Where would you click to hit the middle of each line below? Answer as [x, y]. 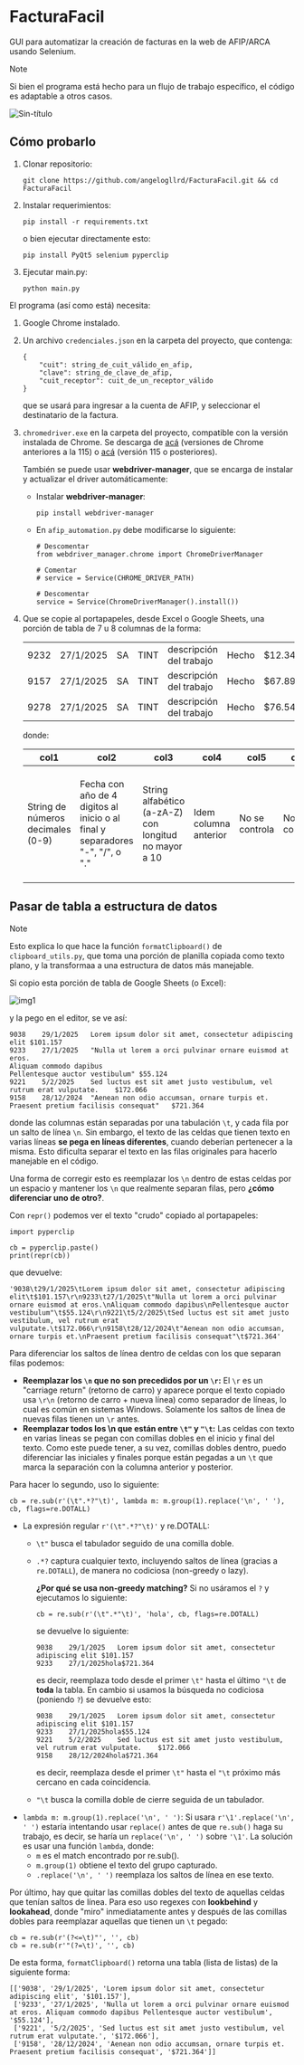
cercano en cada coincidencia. [93, 1782]
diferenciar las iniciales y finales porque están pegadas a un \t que [147, 1457]
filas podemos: [37, 1363]
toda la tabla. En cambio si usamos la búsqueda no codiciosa [150, 1689]
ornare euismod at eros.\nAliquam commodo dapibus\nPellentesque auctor [149, 1305]
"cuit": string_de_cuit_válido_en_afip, [116, 365]
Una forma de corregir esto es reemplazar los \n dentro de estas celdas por [151, 1178]
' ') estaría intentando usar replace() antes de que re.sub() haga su [152, 1826]
